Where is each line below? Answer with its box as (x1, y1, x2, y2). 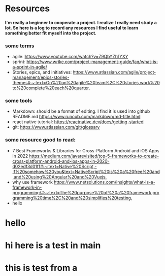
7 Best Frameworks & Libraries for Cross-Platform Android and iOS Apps (12, 147, 160, 153)
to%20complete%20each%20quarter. (12, 85, 90, 91)
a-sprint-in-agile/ (12, 64, 48, 70)
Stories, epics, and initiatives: (12, 69, 72, 75)
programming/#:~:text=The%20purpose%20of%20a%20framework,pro (12, 189, 160, 195)
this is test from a (5, 262, 78, 274)
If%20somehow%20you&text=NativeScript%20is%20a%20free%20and (12, 169, 160, 174)
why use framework (12, 179, 53, 185)
